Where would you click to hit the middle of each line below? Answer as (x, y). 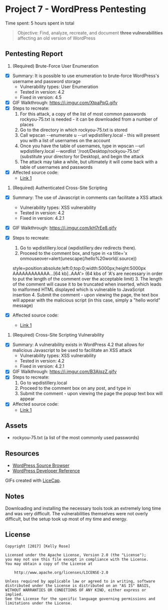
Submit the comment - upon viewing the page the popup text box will (91, 394)
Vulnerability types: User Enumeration (59, 87)
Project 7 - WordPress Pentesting (76, 9)
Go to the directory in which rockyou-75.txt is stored (73, 130)
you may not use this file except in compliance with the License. (77, 559)
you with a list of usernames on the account (65, 140)
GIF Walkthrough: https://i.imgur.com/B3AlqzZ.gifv (64, 372)
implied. (14, 594)
